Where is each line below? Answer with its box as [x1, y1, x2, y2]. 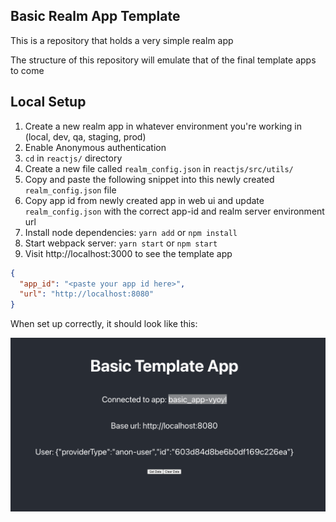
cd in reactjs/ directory [24, 152, 123, 164]
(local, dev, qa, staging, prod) [24, 130, 147, 143]
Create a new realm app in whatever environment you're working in [24, 120, 302, 132]
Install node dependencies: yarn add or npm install [24, 226, 238, 238]
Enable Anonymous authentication [24, 141, 167, 153]
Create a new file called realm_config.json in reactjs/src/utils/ [24, 162, 294, 174]
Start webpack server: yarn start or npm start [24, 237, 218, 249]
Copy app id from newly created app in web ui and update [24, 194, 265, 206]
